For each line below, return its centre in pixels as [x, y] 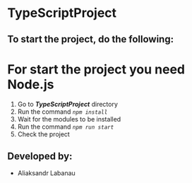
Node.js [31, 84]
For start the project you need [96, 69]
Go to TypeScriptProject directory [68, 104]
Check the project [44, 134]
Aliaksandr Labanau [46, 173]
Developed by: [40, 156]
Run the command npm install [62, 112]
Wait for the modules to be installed [69, 119]
